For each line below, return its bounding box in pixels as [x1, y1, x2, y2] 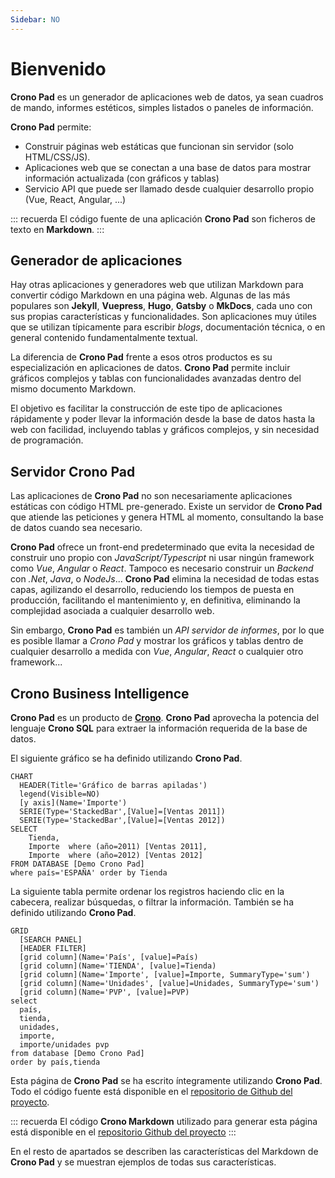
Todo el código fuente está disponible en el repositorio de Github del [10, 1086, 293, 1097]
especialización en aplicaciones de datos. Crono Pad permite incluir [10, 362, 291, 374]
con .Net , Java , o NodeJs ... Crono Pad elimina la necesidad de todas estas [10, 573, 320, 585]
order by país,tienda [10, 1057, 101, 1067]
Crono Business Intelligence [10, 685, 190, 702]
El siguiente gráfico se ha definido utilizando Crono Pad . [10, 752, 243, 764]
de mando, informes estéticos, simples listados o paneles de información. [10, 101, 314, 113]
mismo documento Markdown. [10, 383, 137, 395]
